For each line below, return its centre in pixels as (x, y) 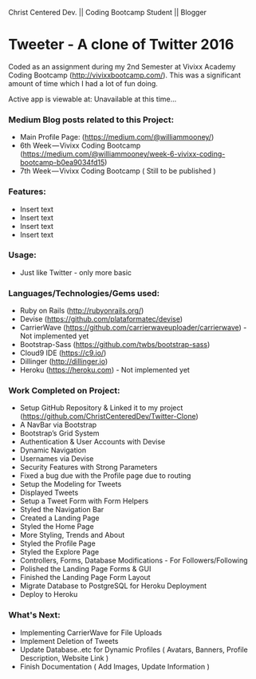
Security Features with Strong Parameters (89, 468)
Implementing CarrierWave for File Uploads (91, 632)
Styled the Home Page (57, 527)
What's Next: (35, 615)
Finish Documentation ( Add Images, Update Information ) (114, 666)
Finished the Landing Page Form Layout (85, 578)
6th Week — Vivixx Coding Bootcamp (80, 146)
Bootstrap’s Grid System (59, 433)
